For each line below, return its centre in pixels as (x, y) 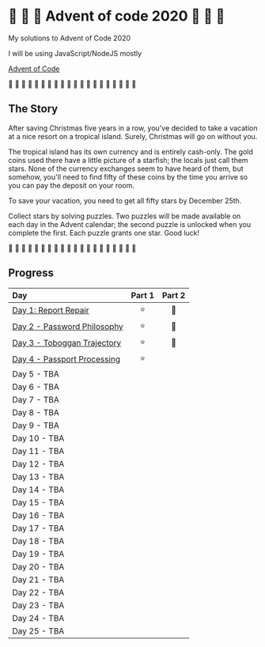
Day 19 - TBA (38, 554)
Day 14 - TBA (38, 490)
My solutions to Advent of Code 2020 (70, 38)
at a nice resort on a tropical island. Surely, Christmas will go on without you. (133, 136)
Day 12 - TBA (38, 463)
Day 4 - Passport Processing (66, 359)
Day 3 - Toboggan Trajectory (67, 343)
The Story (33, 109)
